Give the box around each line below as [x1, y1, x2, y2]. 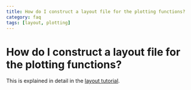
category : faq [6, 14, 42, 20]
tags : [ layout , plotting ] [6, 20, 70, 25]
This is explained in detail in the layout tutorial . [6, 78, 121, 85]
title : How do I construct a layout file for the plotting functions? [6, 8, 186, 15]
